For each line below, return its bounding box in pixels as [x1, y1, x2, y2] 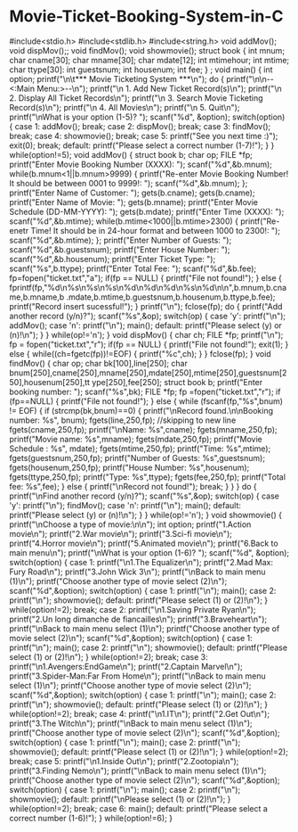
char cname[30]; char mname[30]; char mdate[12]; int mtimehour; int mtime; [9, 54, 290, 65]
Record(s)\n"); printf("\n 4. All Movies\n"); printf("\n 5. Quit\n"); [9, 102, 240, 112]
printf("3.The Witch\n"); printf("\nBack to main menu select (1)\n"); [9, 718, 254, 729]
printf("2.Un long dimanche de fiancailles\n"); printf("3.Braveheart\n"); [9, 614, 268, 624]
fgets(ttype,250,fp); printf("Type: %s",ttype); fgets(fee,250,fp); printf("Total [9, 471, 286, 482]
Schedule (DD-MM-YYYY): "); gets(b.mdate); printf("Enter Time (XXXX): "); [9, 206, 285, 217]
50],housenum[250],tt [9, 376, 91, 387]
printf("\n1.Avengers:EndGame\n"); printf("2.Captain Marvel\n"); [9, 661, 243, 671]
